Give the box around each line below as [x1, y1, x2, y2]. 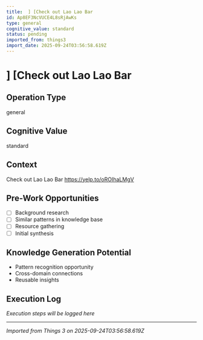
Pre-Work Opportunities [6, 193, 99, 203]
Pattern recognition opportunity [14, 263, 94, 271]
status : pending [6, 31, 47, 37]
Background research [14, 209, 69, 216]
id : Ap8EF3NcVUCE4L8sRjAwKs [6, 14, 77, 21]
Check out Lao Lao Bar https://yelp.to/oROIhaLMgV [6, 176, 134, 183]
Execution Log [6, 293, 62, 304]
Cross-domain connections [14, 270, 83, 277]
